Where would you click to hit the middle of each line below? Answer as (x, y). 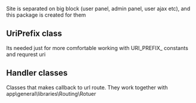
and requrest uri (26, 54)
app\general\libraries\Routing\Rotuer (51, 93)
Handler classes (37, 73)
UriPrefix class (34, 34)
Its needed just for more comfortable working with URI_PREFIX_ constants (97, 48)
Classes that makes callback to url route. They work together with (87, 87)
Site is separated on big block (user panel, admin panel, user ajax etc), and (98, 9)
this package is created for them (46, 15)
